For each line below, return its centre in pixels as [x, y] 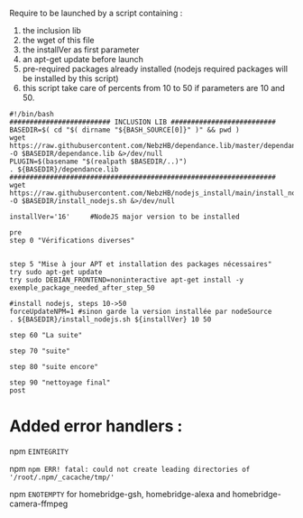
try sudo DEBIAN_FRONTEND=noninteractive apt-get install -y [127, 280]
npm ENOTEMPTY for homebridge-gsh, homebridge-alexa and [120, 494]
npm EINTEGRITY [39, 451]
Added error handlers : [96, 426]
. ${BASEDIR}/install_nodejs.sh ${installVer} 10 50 [110, 319]
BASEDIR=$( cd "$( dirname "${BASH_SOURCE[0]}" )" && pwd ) [125, 130]
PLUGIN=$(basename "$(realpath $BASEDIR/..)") [98, 162]
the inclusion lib [51, 30]
